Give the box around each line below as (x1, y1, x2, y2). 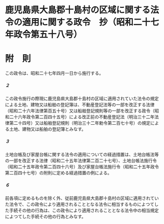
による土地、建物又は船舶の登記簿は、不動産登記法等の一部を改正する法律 (5, 102, 155, 108)
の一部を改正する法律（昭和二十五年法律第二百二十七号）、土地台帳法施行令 (5, 157, 157, 164)
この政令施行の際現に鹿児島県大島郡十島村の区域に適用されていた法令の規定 (5, 96, 159, 102)
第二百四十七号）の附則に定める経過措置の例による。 (5, 170, 112, 176)
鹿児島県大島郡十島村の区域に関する (5, 4, 151, 16)
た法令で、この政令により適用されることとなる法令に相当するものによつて (5, 202, 155, 207)
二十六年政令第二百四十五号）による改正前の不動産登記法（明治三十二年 (9, 114, 155, 120)
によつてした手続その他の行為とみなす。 (5, 214, 86, 220)
